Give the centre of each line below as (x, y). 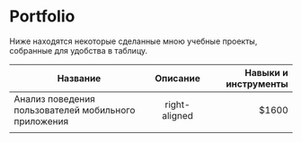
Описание (178, 78)
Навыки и (266, 72)
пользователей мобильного (75, 110)
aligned (177, 115)
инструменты (257, 84)
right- (178, 104)
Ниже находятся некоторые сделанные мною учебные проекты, (133, 41)
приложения (41, 121)
